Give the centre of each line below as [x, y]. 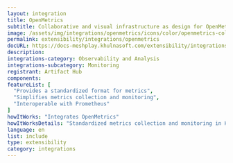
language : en [26, 130]
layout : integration [37, 14]
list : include [28, 136]
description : [26, 53]
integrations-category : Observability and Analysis [83, 59]
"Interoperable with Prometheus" [62, 104]
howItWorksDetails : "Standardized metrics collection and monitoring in [114, 123]
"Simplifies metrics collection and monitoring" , [86, 98]
